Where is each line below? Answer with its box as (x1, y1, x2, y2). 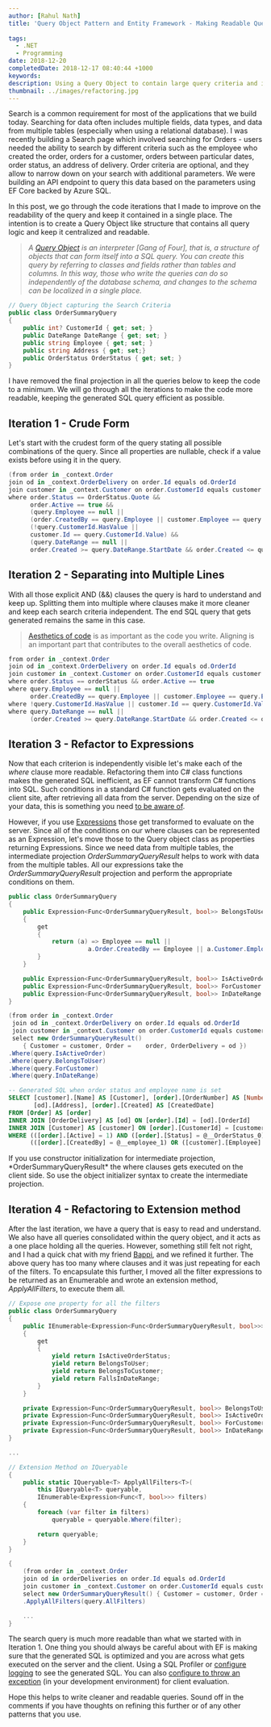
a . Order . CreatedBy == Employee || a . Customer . (87, 945, 248, 953)
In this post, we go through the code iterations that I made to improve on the (8, 202, 261, 211)
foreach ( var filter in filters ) (37, 1508, 150, 1516)
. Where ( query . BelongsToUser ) (8, 1057, 106, 1065)
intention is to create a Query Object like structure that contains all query (8, 219, 250, 228)
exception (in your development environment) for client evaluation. (8, 1677, 230, 1687)
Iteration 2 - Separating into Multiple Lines (8, 568, 225, 582)
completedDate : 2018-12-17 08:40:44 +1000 (8, 65, 153, 73)
